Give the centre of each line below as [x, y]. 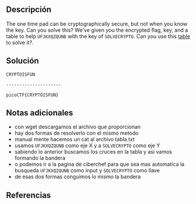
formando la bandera [40, 158]
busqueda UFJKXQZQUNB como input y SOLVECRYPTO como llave [87, 171]
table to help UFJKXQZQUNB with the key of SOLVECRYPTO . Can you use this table [98, 36]
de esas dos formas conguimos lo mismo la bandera [78, 177]
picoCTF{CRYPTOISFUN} [32, 95]
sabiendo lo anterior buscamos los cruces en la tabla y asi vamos [93, 152]
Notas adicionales [39, 113]
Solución [23, 61]
